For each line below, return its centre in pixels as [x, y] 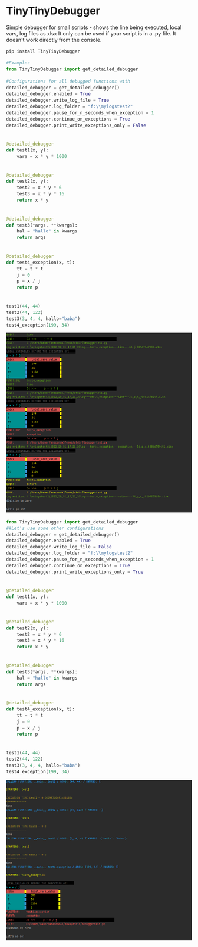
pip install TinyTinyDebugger [43, 51]
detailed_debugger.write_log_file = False [59, 547]
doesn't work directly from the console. [54, 40]
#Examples [18, 63]
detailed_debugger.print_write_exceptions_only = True [75, 572]
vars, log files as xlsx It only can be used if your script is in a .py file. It [91, 33]
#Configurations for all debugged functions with [68, 82]
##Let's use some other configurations [55, 528]
